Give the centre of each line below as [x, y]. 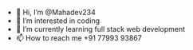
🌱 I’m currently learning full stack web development [100, 29]
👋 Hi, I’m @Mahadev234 [55, 12]
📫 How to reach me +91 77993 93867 [79, 38]
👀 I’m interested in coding [58, 21]
